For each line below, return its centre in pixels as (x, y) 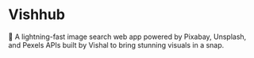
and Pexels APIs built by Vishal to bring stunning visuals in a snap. (116, 44)
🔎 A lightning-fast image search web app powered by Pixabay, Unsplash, (127, 37)
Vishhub (37, 15)
